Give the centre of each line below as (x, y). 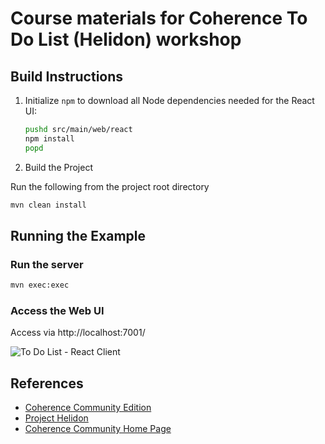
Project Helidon (56, 418)
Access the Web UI (57, 310)
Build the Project (58, 167)
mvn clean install (48, 205)
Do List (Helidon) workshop (126, 39)
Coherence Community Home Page (98, 429)
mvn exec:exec (40, 285)
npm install (49, 138)
